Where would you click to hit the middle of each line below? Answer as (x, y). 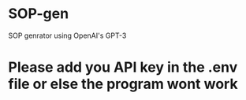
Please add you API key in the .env (123, 67)
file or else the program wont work (123, 84)
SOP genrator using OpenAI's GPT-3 (67, 35)
